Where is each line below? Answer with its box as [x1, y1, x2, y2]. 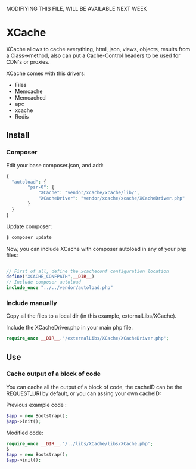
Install [6, 131, 30, 141]
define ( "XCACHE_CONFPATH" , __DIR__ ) [6, 274, 95, 279]
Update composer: [6, 223, 52, 230]
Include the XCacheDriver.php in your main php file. [6, 324, 133, 331]
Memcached [14, 94, 46, 101]
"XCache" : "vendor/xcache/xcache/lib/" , [38, 190, 140, 196]
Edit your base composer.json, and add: [6, 161, 104, 169]
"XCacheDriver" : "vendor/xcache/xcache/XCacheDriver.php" [38, 195, 185, 201]
